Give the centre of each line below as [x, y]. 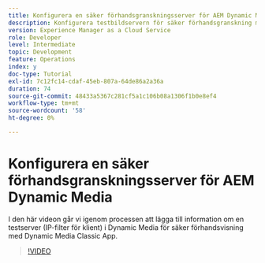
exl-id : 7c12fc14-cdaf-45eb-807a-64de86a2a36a [86, 81]
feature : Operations [42, 60]
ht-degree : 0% [32, 118]
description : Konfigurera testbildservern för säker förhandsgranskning [130, 23]
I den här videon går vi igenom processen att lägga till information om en [126, 219]
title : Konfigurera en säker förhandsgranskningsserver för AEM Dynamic [130, 15]
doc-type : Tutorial [40, 74]
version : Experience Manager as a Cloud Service [90, 30]
